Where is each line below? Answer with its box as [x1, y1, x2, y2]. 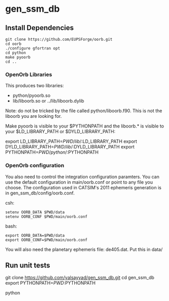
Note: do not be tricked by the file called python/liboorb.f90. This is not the [5, 108, 162, 114]
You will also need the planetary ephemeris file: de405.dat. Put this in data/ [5, 246, 163, 253]
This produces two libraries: [5, 83, 64, 89]
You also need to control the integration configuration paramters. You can [5, 173, 159, 180]
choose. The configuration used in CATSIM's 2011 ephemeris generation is [5, 184, 162, 190]
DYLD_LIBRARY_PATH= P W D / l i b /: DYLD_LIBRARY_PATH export [5, 144, 135, 150]
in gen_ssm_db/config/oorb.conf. [5, 190, 75, 196]
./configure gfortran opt [5, 46, 60, 51]
